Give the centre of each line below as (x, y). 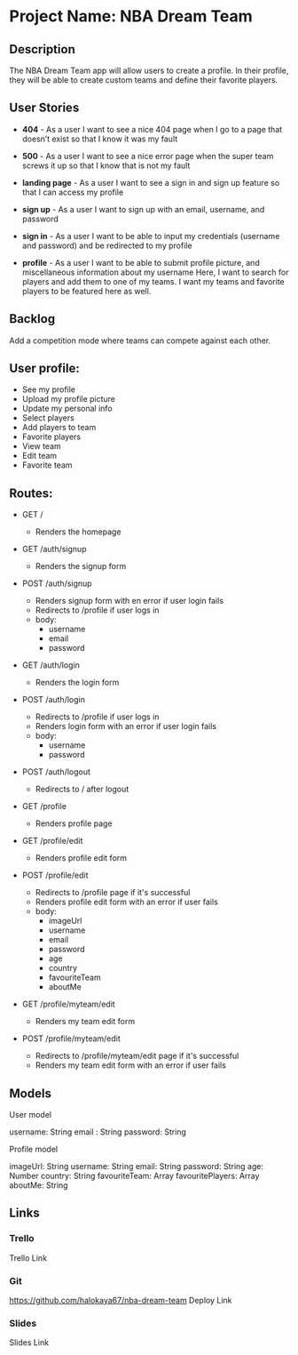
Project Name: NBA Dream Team (131, 16)
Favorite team (47, 465)
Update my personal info (67, 409)
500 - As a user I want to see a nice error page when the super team (148, 156)
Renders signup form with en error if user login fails (129, 601)
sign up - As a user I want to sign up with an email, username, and (143, 209)
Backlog (32, 319)
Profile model (34, 1150)
